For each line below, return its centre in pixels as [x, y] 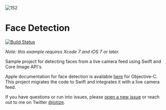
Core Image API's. [24, 67]
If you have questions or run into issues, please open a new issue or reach [82, 97]
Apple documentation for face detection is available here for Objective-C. [81, 76]
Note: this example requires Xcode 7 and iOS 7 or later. [62, 51]
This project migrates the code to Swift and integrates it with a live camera [82, 82]
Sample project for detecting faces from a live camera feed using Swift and [83, 61]
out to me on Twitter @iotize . [35, 102]
